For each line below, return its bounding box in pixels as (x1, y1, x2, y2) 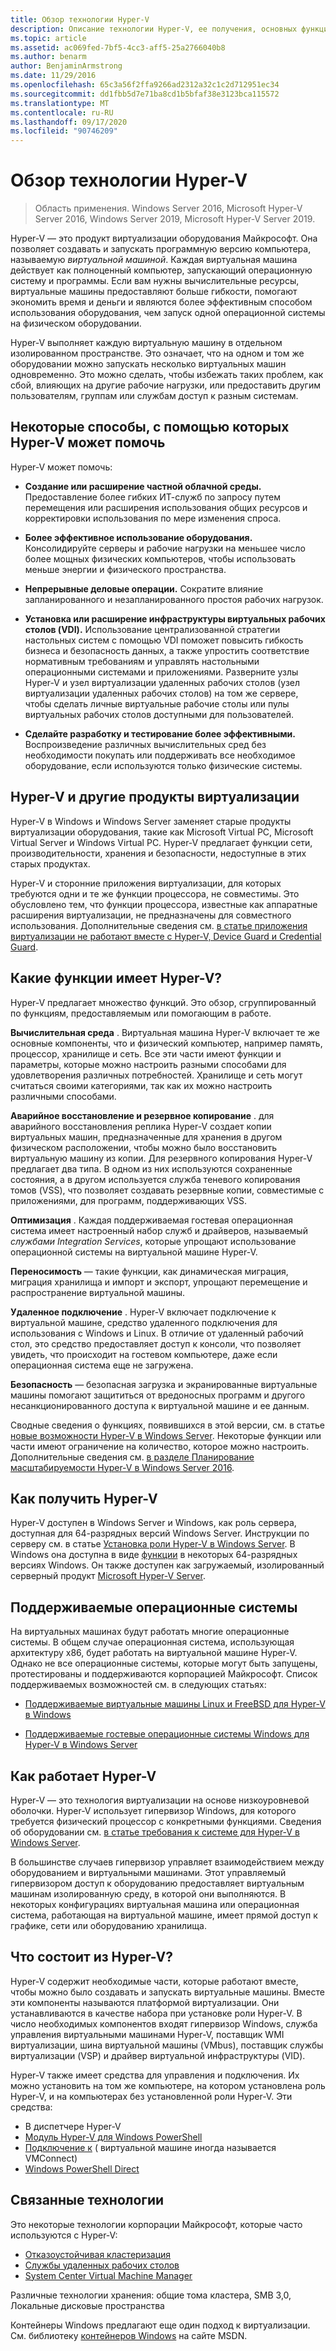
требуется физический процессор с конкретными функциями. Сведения (10, 1815, 322, 1827)
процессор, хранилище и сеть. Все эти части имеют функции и (10, 1047, 282, 1060)
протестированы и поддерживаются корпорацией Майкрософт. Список (10, 1668, 318, 1680)
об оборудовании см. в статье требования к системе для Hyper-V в (10, 1826, 300, 1838)
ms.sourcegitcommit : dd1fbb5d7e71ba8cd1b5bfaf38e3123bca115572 (10, 89, 280, 99)
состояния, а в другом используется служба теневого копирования (10, 1173, 301, 1185)
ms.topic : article (10, 33, 87, 43)
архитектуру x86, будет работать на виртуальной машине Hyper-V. (10, 1647, 298, 1659)
